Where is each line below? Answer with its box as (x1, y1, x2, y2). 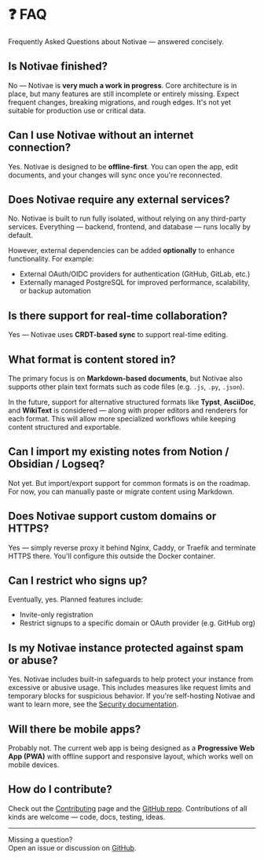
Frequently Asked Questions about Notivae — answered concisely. (8, 36, 224, 46)
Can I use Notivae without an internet (8, 128, 194, 142)
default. (8, 231, 34, 240)
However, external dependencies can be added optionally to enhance (8, 246, 235, 255)
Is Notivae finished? (8, 60, 108, 73)
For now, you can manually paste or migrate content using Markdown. (8, 487, 234, 496)
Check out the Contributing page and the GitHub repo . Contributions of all (8, 803, 247, 813)
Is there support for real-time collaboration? (8, 309, 228, 322)
